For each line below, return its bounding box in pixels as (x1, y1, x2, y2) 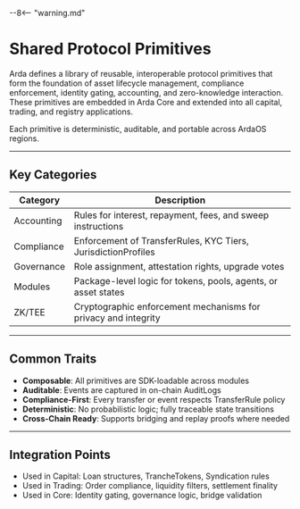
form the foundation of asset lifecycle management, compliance (9, 78, 245, 88)
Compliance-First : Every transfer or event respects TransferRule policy (21, 394, 286, 405)
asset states (73, 286, 125, 298)
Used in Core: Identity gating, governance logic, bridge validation (21, 490, 262, 501)
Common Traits (9, 352, 96, 367)
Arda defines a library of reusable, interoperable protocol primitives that (9, 68, 273, 79)
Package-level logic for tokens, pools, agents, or (73, 274, 279, 287)
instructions (73, 220, 124, 232)
